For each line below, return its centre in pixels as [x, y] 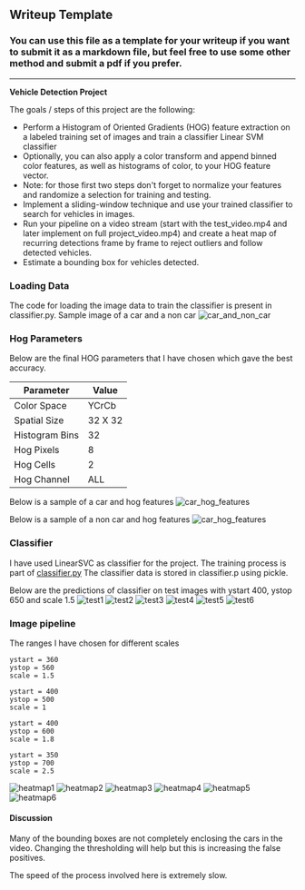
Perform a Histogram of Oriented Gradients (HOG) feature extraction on [156, 127]
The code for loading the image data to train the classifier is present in [141, 305]
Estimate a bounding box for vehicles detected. [111, 262]
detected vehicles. [57, 252]
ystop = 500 [32, 699]
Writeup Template [61, 15]
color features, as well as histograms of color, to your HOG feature [146, 165]
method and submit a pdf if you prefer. [96, 64]
